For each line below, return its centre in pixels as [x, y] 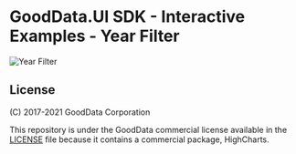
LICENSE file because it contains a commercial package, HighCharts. [139, 139]
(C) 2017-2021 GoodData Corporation [80, 112]
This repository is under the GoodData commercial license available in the [148, 129]
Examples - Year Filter [95, 36]
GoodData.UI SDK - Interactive [127, 17]
